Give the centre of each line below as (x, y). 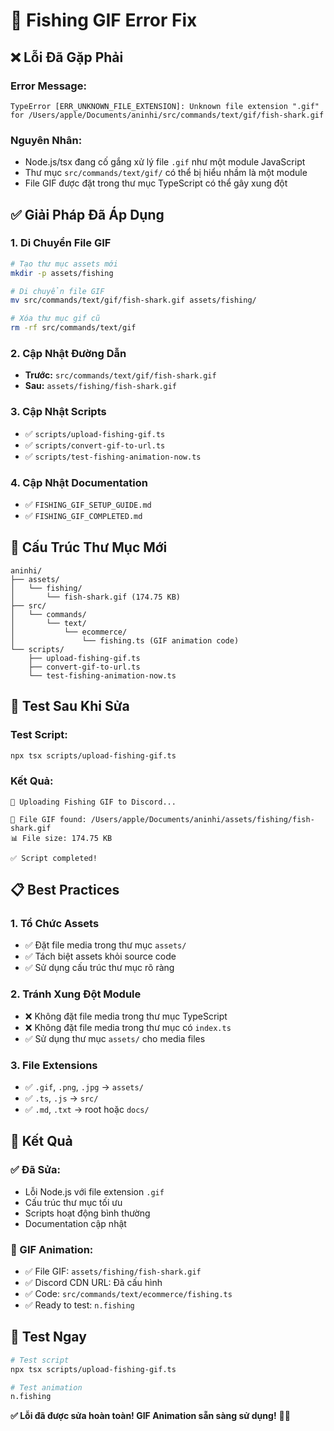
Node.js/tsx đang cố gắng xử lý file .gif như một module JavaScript (165, 162)
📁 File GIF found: (48, 819)
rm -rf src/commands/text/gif (73, 328)
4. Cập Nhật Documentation (79, 482)
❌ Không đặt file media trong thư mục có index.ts (128, 1027)
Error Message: (48, 86)
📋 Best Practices (65, 890)
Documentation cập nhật (75, 1223)
